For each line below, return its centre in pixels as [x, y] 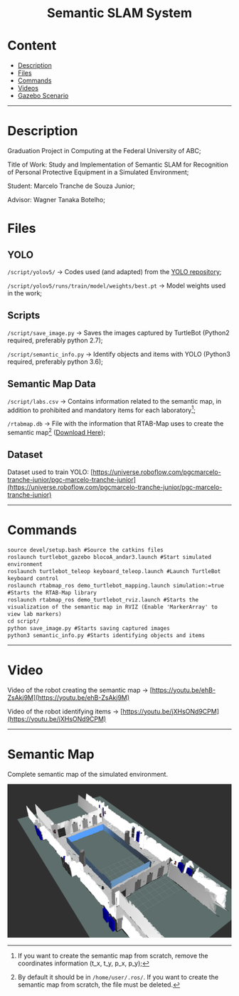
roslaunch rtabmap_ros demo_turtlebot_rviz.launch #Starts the [103, 599]
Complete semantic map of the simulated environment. [88, 774]
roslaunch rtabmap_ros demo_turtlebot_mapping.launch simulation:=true [116, 585]
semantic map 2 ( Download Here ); [56, 432]
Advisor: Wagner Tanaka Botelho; [56, 200]
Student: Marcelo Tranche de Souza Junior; [71, 186]
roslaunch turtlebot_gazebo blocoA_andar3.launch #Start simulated [110, 557]
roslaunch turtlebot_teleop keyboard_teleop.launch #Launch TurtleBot [114, 571]
